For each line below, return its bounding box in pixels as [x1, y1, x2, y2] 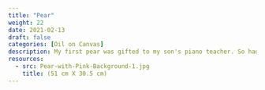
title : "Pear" [8, 11, 55, 20]
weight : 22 [8, 19, 44, 27]
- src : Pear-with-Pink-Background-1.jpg [15, 63, 150, 70]
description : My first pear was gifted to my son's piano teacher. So [8, 48, 245, 56]
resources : [8, 56, 44, 63]
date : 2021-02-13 [8, 26, 65, 34]
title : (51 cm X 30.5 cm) [22, 70, 108, 77]
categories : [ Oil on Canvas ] [8, 41, 104, 49]
